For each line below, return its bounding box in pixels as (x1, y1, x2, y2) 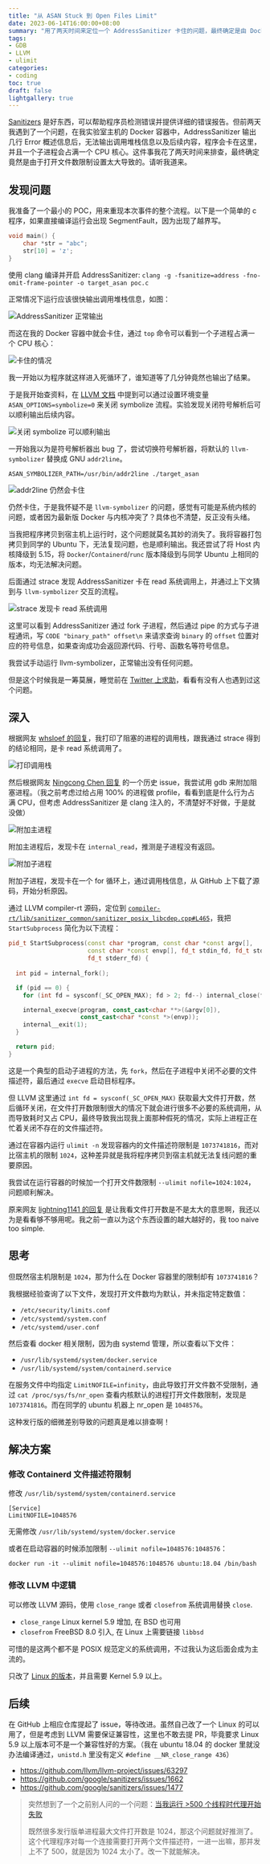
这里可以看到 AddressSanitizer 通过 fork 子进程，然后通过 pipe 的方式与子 (8, 621, 252, 630)
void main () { (8, 232, 56, 240)
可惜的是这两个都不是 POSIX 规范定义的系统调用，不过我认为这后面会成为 (8, 1644, 252, 1653)
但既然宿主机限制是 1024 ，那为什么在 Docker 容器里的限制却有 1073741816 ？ (8, 1272, 260, 1281)
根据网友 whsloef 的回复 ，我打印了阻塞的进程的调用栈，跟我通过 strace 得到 (8, 733, 261, 744)
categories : (8, 64, 48, 72)
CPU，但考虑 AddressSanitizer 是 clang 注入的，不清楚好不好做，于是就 (17, 797, 256, 808)
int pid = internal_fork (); (15, 969, 110, 977)
